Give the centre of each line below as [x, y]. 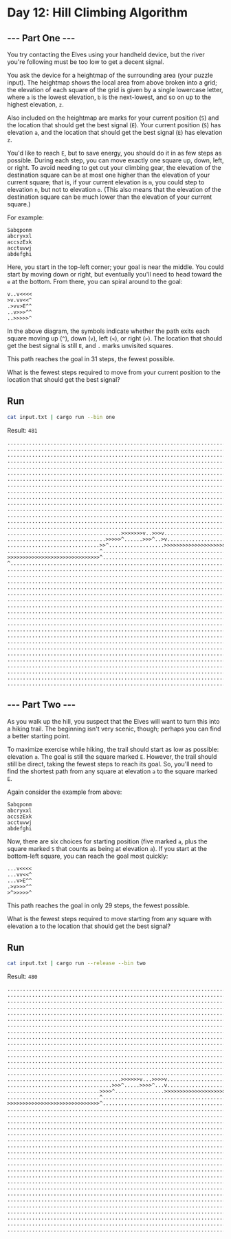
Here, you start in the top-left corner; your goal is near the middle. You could [115, 267]
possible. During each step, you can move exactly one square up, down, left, [115, 160]
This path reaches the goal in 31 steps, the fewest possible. [91, 359]
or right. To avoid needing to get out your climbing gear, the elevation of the [114, 168]
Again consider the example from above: [65, 792]
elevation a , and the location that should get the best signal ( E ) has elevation [115, 132]
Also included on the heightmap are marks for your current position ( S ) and [113, 118]
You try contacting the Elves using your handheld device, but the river [106, 54]
